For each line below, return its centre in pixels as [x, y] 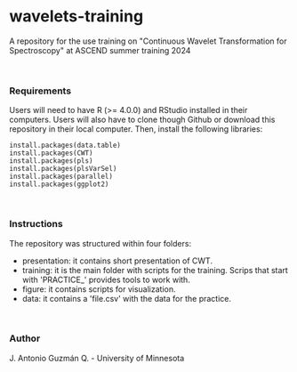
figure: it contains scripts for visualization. [99, 289]
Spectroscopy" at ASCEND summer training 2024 [100, 50]
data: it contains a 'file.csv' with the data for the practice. [127, 298]
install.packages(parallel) [61, 177]
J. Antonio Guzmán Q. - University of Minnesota [97, 358]
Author [25, 338]
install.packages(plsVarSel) [63, 169]
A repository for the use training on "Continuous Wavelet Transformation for [148, 41]
